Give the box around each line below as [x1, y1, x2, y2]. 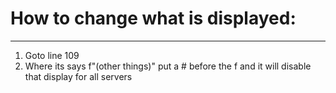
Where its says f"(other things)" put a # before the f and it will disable [24, 60, 312, 72]
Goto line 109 [24, 49, 80, 61]
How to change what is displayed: [10, 7, 297, 30]
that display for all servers [24, 70, 133, 82]
